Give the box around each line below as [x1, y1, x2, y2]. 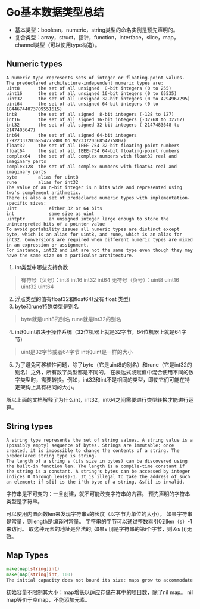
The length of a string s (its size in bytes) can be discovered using [6, 458, 187, 464]
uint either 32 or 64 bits [6, 205, 102, 211]
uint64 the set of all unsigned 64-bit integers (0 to [6, 101, 159, 107]
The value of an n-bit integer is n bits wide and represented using [6, 184, 183, 190]
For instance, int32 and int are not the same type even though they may [6, 247, 193, 253]
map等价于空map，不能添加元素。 [6, 596, 90, 603]
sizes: [30, 200, 46, 206]
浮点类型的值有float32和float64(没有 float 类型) [14, 295, 131, 302]
